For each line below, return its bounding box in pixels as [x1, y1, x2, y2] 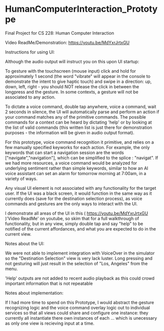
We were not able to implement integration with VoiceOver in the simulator [5, 250, 155, 256]
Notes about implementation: [5, 290, 64, 296]
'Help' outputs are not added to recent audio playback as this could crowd [5, 275, 155, 281]
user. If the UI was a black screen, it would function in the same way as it [5, 190, 152, 196]
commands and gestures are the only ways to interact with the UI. [5, 201, 138, 206]
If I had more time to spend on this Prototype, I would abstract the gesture [5, 299, 154, 305]
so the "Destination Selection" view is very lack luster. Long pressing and [5, 255, 153, 261]
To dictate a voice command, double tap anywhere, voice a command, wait [5, 103, 157, 109]
